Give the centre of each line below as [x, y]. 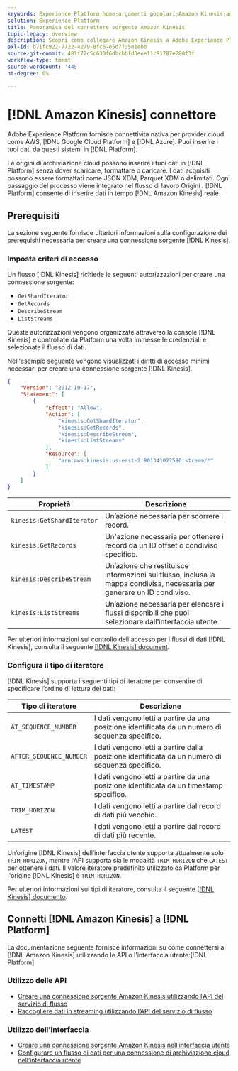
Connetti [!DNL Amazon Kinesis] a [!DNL [98, 919]
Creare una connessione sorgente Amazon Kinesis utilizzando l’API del [120, 996]
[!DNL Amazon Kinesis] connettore [112, 115]
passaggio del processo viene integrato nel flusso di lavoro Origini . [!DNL [115, 186]
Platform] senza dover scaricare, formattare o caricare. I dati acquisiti [109, 170]
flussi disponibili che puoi [147, 613]
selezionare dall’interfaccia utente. [162, 622]
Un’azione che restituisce [147, 566]
